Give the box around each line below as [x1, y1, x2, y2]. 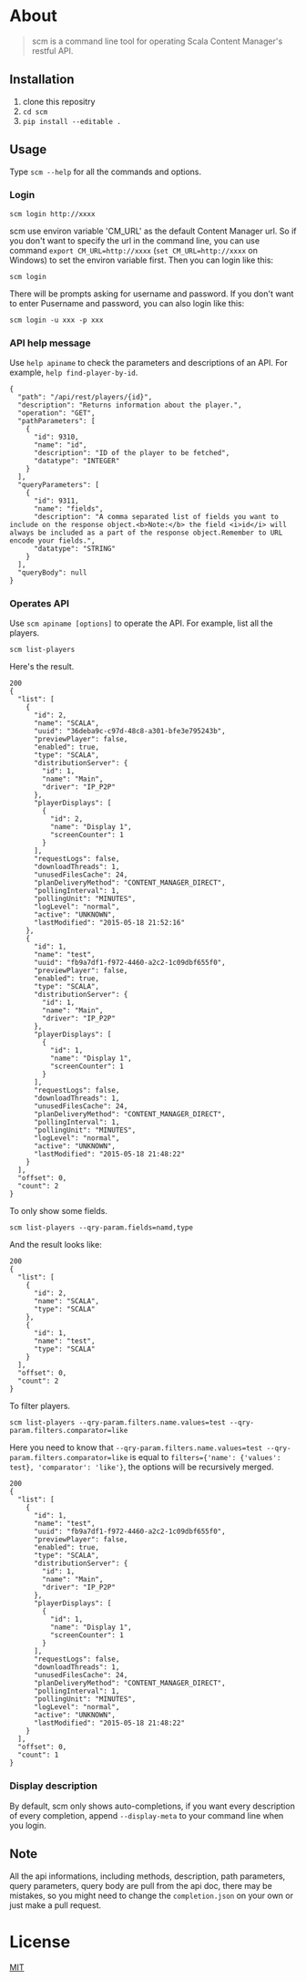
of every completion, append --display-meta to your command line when [9, 1810, 284, 1820]
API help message [9, 337, 91, 349]
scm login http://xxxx [9, 209, 96, 219]
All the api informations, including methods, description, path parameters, [9, 1871, 286, 1882]
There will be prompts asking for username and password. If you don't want [9, 288, 294, 299]
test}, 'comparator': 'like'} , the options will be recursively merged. [9, 1461, 274, 1473]
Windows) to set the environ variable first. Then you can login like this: [9, 254, 274, 265]
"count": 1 [17, 1750, 59, 1760]
